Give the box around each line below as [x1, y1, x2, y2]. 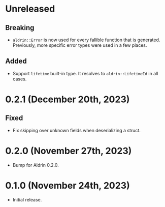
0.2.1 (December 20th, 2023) [5, 94, 130, 105]
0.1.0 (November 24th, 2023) [5, 180, 130, 191]
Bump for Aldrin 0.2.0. [12, 162, 59, 168]
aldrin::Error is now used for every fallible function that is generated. [12, 37, 160, 43]
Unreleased [5, 3, 55, 15]
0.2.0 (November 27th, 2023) [5, 145, 132, 157]
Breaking [5, 23, 35, 32]
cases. [12, 76, 27, 82]
